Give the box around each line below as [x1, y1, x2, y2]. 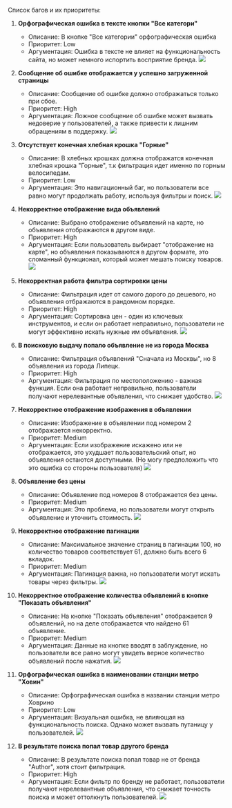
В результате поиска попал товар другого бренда [17, 742, 168, 750]
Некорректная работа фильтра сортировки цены [17, 276, 168, 285]
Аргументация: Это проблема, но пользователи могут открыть [28, 505, 215, 514]
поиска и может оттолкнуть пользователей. [28, 793, 158, 801]
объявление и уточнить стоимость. [28, 514, 133, 521]
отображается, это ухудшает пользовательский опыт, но [28, 449, 197, 456]
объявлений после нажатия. [28, 657, 113, 665]
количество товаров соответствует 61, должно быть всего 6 [28, 547, 206, 556]
